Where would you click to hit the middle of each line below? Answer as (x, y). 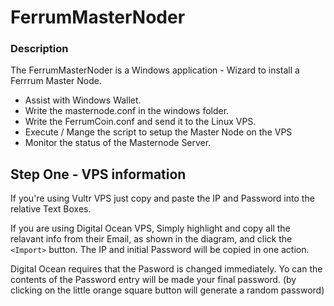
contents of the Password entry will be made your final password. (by (153, 280)
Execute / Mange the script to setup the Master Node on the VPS (158, 132)
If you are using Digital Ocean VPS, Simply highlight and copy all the (150, 228)
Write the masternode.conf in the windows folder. (127, 111)
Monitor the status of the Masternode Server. (118, 143)
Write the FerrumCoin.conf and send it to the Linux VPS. (140, 122)
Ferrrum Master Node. (56, 81)
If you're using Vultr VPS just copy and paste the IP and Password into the (162, 198)
